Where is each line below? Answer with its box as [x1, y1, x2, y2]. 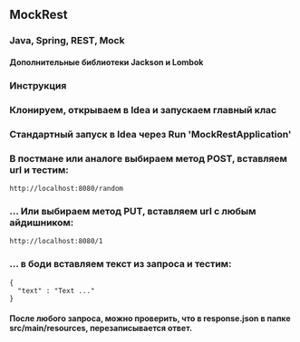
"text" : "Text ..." [17, 286, 95, 295]
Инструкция [9, 79, 67, 91]
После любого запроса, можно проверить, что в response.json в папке [9, 313, 292, 324]
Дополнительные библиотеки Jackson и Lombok [9, 56, 204, 67]
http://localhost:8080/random [9, 184, 124, 193]
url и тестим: [9, 163, 70, 176]
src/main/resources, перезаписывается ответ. [9, 323, 193, 334]
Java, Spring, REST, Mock [9, 34, 125, 47]
